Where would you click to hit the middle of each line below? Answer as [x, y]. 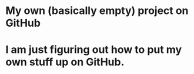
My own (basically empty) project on [97, 11]
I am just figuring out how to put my [94, 50]
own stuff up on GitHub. [65, 62]
